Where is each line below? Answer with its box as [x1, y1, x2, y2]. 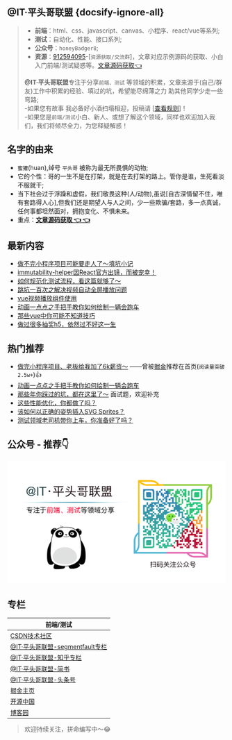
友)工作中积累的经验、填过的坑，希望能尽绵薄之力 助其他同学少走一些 [24, 86, 224, 95]
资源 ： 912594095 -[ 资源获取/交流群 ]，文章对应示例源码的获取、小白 [34, 52, 224, 60]
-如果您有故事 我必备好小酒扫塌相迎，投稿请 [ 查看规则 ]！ [24, 103, 188, 112]
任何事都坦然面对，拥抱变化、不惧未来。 [17, 207, 133, 215]
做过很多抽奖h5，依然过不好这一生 [17, 320, 117, 328]
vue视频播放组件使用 [17, 294, 78, 303]
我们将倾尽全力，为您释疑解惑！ [36, 121, 129, 130]
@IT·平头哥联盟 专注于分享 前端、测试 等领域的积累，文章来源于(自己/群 [24, 78, 222, 86]
